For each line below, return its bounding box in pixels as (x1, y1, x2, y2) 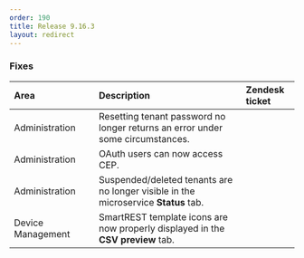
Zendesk (245, 83, 285, 96)
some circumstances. (99, 132, 190, 145)
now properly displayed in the (99, 222, 225, 234)
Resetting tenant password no (99, 110, 226, 122)
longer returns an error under (99, 121, 223, 134)
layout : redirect (9, 30, 75, 39)
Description (99, 89, 151, 101)
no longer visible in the (99, 185, 195, 197)
